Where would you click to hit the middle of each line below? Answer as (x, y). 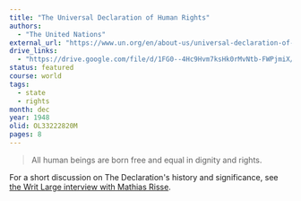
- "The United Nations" (61, 34)
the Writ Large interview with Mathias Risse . (90, 187)
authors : (26, 26)
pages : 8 (26, 135)
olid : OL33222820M (43, 127)
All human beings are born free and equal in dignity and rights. (146, 160)
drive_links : (34, 51)
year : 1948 (30, 118)
